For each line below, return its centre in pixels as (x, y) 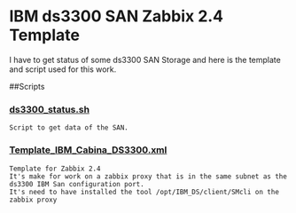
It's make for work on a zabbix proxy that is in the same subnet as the (148, 176)
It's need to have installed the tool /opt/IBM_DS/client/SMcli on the (144, 192)
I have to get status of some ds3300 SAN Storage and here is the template (145, 59)
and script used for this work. (63, 69)
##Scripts (27, 86)
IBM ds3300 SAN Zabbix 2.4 (117, 16)
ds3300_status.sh (50, 109)
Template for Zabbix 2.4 (55, 169)
